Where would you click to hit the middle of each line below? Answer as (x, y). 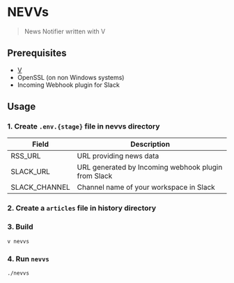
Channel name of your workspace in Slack (146, 187)
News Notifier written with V (65, 31)
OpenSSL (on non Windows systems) (71, 77)
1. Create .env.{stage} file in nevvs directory (84, 127)
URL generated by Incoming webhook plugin (150, 168)
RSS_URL (26, 156)
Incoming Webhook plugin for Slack (68, 85)
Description (150, 145)
